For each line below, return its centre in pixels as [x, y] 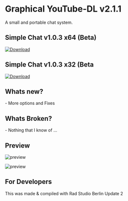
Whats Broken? [28, 118]
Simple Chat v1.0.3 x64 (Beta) [51, 38]
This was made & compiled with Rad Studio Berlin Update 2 [64, 193]
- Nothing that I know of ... [31, 130]
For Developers [28, 182]
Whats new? [24, 92]
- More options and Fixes [30, 103]
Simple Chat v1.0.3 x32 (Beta [50, 65]
